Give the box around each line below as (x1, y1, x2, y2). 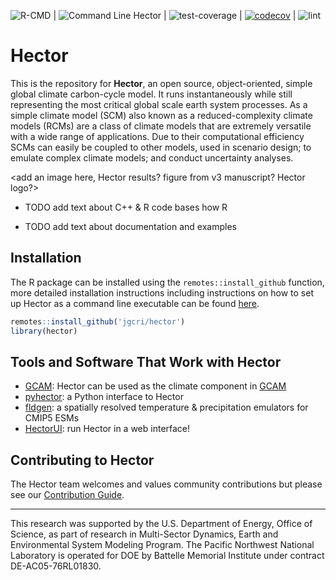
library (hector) (10, 326, 78, 336)
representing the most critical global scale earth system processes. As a (10, 98, 308, 110)
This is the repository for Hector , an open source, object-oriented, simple (10, 77, 313, 89)
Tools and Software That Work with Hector (10, 353, 282, 370)
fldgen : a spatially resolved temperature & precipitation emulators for (24, 401, 309, 414)
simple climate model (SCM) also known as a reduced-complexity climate (10, 109, 313, 121)
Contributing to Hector (10, 451, 155, 469)
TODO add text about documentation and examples (24, 220, 237, 232)
